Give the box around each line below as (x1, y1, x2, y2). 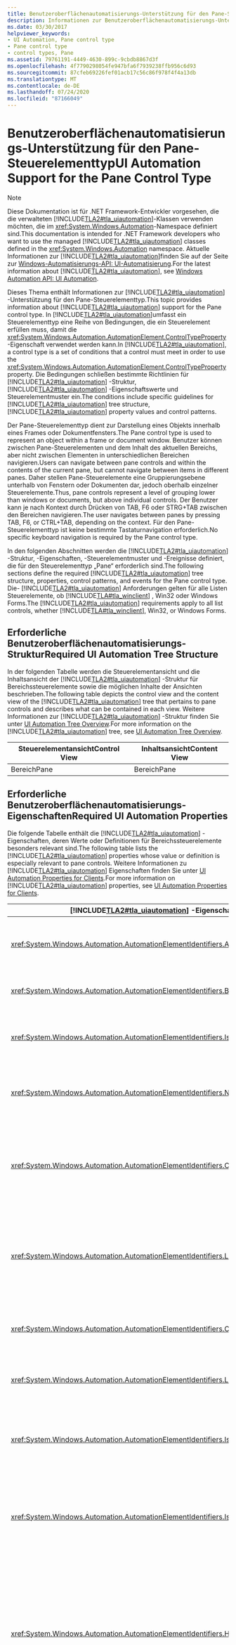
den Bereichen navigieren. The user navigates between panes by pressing (7, 510, 221, 519)
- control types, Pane (7, 50, 74, 57)
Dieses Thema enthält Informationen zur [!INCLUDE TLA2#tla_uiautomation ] (7, 287, 225, 296)
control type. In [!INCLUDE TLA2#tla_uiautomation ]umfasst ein (7, 310, 187, 318)
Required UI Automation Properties (72, 810, 228, 822)
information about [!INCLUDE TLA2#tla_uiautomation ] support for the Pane (7, 303, 222, 311)
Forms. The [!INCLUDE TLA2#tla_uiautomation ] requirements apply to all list (7, 599, 223, 607)
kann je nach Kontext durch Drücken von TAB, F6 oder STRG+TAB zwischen (7, 503, 228, 512)
